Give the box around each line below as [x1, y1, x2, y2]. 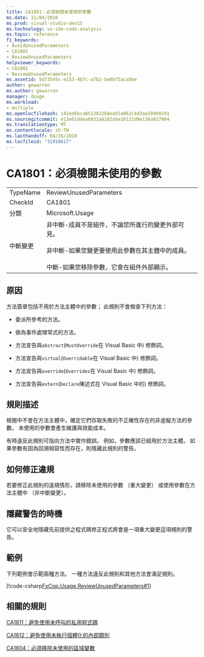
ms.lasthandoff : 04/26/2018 [6, 133, 78, 140]
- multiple [6, 104, 34, 111]
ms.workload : [6, 99, 39, 105]
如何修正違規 [6, 464, 55, 474]
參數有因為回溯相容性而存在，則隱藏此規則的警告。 [11, 445, 140, 452]
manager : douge [6, 93, 45, 99]
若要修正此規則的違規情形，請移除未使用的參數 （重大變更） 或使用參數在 [6, 482, 190, 489]
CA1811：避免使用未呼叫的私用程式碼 [6, 618, 98, 625]
